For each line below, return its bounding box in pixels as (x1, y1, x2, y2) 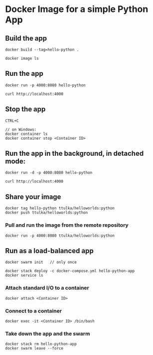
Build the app (5, 34, 47, 42)
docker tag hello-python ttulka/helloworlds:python (5, 206, 115, 211)
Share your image (5, 192, 61, 201)
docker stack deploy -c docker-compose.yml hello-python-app (5, 269, 135, 274)
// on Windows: (5, 127, 37, 132)
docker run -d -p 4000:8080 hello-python (5, 170, 93, 175)
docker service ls (5, 273, 43, 278)
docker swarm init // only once (5, 260, 77, 265)
